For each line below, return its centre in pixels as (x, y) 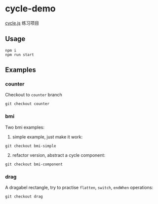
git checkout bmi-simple (31, 146)
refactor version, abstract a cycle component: (59, 155)
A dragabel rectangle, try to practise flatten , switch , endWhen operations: (79, 188)
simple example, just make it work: (47, 136)
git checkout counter (27, 104)
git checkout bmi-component (34, 164)
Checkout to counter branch (34, 95)
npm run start (20, 55)
